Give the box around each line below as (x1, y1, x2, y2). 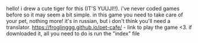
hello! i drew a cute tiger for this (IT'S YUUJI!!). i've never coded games (6, 5, 180, 12)
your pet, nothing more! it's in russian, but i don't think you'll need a (6, 18, 171, 24)
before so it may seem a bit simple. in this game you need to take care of (6, 11, 183, 18)
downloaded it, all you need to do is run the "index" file (6, 30, 140, 37)
